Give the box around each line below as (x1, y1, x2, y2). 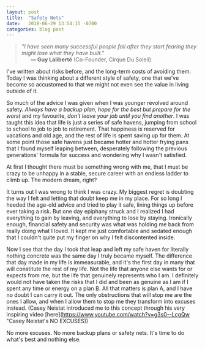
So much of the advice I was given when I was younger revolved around (6, 99, 188, 107)
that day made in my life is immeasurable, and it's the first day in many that (6, 259, 195, 266)
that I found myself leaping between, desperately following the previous (6, 145, 188, 152)
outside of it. (6, 87, 39, 95)
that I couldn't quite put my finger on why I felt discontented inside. (6, 234, 176, 241)
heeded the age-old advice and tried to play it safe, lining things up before (6, 201, 194, 209)
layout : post (6, 9, 40, 15)
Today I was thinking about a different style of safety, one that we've (6, 74, 179, 82)
